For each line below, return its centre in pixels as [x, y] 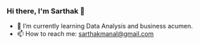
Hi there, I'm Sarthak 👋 [46, 11]
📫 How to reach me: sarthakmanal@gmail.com [85, 34]
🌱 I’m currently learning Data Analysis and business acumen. [105, 26]
